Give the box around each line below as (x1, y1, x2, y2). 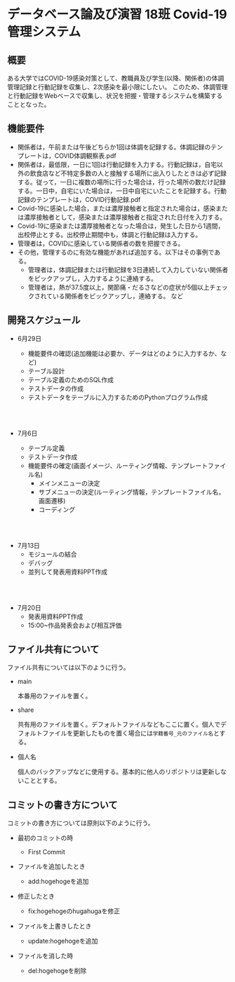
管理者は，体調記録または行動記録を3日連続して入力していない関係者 (27, 265, 229, 274)
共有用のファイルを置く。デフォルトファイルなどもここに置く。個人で (17, 720, 221, 729)
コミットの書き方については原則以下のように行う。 (7, 819, 154, 828)
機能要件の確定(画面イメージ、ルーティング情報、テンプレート (27, 461, 208, 470)
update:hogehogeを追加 (27, 937, 98, 946)
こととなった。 (7, 100, 51, 109)
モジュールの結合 (27, 550, 77, 558)
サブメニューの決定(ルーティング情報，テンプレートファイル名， (38, 487, 225, 496)
